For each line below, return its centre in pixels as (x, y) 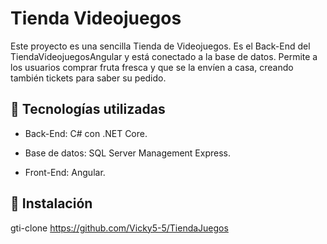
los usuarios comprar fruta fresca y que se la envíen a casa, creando (152, 67)
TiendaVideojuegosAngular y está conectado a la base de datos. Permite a (164, 56)
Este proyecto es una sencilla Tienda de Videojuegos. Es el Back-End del (160, 46)
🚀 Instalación (51, 203)
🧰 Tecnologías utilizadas (88, 109)
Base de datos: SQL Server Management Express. (127, 153)
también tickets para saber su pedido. (88, 78)
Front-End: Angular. (65, 172)
